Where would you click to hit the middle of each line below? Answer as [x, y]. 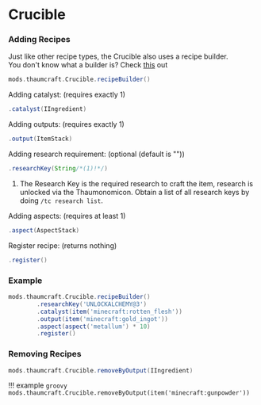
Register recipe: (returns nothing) [63, 245]
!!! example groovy [38, 385]
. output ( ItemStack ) [40, 139]
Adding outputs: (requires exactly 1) [66, 124]
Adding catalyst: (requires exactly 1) [67, 95]
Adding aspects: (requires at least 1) [67, 216]
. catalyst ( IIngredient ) [48, 109]
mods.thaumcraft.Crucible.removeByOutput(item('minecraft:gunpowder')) [129, 393]
